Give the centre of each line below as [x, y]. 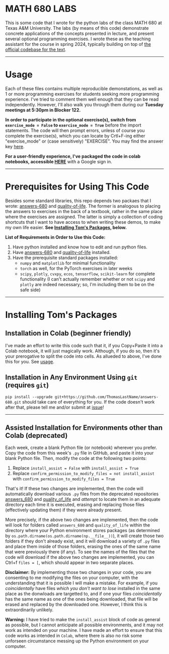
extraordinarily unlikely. [29, 610]
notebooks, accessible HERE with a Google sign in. [59, 161]
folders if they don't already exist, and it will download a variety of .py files [82, 541]
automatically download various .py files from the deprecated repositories [82, 494]
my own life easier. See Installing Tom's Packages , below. [66, 227]
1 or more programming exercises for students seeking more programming [82, 94]
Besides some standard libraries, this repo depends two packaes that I [78, 201]
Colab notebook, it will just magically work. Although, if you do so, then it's [82, 351]
